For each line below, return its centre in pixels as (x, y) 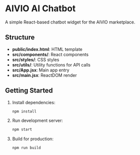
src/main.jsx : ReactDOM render (44, 75)
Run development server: (38, 121)
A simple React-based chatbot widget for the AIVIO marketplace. (70, 22)
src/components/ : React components (50, 54)
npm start (22, 130)
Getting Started (29, 91)
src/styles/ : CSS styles (36, 60)
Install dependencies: (34, 102)
